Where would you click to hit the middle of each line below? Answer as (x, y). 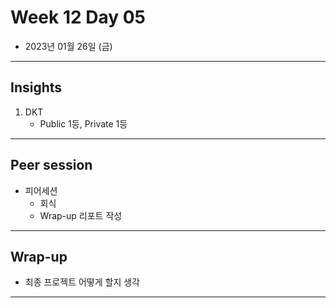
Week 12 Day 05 (78, 17)
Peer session (51, 165)
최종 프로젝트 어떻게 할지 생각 (82, 282)
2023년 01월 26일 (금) (68, 46)
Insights (36, 87)
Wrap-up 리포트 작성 (81, 215)
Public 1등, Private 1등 (83, 123)
